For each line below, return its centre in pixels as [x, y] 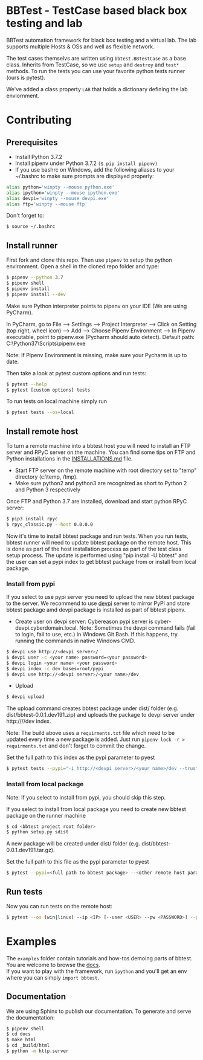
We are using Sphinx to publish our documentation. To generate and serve [99, 1011]
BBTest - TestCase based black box [97, 11]
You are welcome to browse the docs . [53, 965]
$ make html [21, 1040]
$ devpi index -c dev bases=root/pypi [55, 668]
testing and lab [44, 23]
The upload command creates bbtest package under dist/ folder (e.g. [92, 708]
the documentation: [31, 1017]
